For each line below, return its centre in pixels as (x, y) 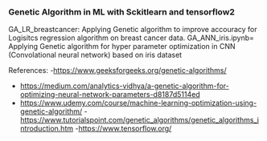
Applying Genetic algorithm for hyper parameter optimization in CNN (122, 46)
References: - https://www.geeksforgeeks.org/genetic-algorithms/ (117, 70)
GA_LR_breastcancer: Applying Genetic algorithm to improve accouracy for (133, 30)
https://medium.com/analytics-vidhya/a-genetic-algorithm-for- (124, 86)
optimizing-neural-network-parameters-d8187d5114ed (110, 95)
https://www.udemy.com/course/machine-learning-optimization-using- (138, 103)
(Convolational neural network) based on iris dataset (95, 55)
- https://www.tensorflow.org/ (123, 129)
